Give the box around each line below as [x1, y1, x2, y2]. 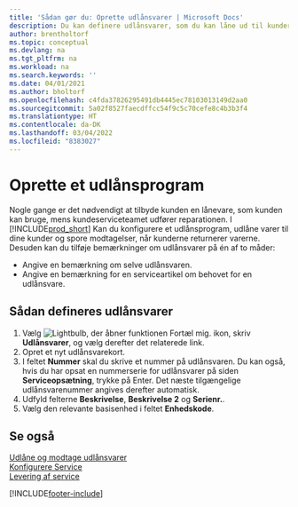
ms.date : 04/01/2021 [9, 79, 86, 88]
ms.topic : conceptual [9, 37, 90, 47]
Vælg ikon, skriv [21, 328, 251, 338]
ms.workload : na [9, 63, 69, 72]
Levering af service [9, 471, 80, 482]
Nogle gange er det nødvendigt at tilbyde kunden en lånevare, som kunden [9, 204, 283, 215]
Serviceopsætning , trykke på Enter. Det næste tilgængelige [21, 375, 241, 385]
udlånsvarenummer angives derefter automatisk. [21, 384, 200, 395]
